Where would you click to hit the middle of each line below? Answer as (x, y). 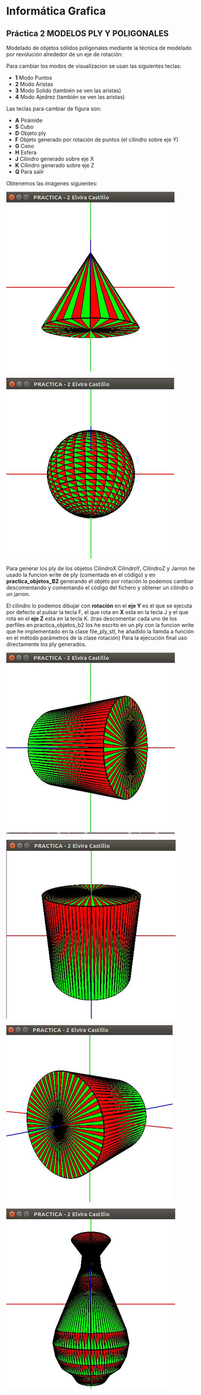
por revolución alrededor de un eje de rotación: (65, 54)
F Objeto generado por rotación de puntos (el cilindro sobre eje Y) (97, 139)
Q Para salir (29, 172)
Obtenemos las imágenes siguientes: (52, 183)
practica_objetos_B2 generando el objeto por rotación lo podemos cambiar (100, 581)
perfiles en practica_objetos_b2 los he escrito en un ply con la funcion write (100, 625)
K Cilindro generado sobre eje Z (54, 165)
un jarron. (18, 594)
